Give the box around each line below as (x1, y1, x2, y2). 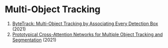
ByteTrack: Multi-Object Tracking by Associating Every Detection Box (12, 20, 158, 27)
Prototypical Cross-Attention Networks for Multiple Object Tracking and (12, 31, 163, 37)
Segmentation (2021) (12, 37, 57, 43)
